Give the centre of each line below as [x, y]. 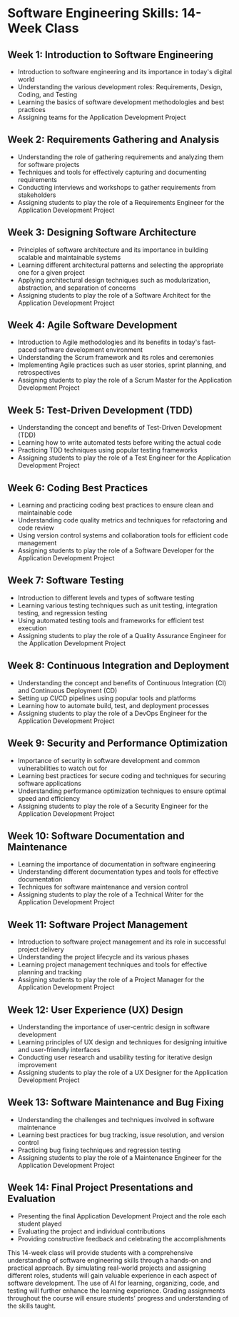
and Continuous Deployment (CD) [67, 690]
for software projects [49, 164]
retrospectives [39, 373]
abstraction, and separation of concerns [77, 288]
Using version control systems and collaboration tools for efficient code [123, 535]
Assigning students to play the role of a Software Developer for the [116, 550]
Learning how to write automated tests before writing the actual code [119, 443]
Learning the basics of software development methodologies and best [121, 102]
